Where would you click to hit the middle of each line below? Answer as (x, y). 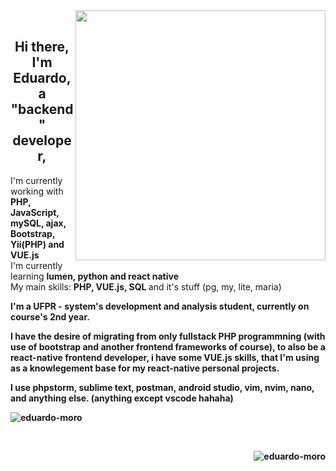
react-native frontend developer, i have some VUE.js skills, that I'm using (165, 357)
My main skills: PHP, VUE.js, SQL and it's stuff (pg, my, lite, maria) (146, 286)
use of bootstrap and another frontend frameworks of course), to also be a (168, 346)
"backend (42, 109)
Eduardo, (42, 78)
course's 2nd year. (50, 316)
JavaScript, (35, 212)
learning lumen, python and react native (95, 276)
